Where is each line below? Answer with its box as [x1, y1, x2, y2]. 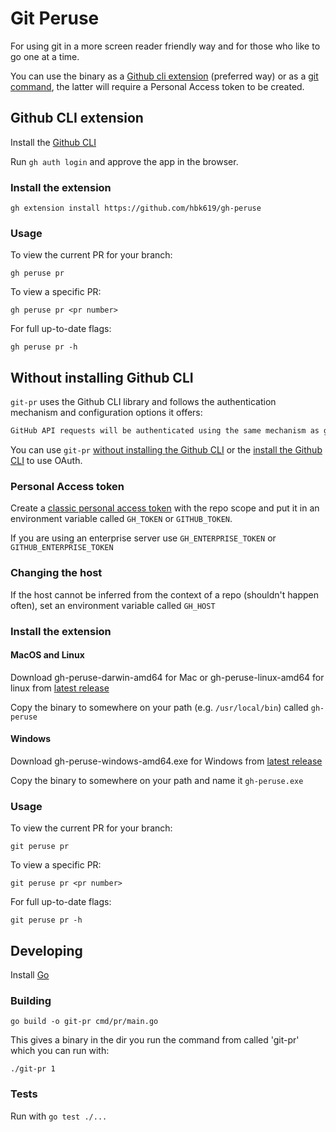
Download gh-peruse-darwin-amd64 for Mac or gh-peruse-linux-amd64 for [10, 671, 325, 683]
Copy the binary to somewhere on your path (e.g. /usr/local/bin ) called [10, 701, 309, 713]
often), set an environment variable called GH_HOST [10, 599, 216, 611]
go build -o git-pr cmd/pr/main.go [10, 1017, 159, 1027]
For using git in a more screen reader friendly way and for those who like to [10, 40, 321, 52]
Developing [10, 942, 83, 959]
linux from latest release [10, 682, 110, 694]
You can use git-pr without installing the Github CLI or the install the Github [10, 444, 323, 456]
